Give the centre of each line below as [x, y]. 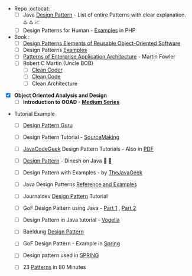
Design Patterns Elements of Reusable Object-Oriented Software [102, 43]
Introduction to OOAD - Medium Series [71, 102]
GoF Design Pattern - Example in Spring [71, 243]
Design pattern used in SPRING [61, 255]
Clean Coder [47, 70]
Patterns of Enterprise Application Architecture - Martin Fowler [99, 57]
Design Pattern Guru [48, 125]
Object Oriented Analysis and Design [61, 95]
